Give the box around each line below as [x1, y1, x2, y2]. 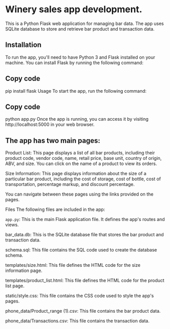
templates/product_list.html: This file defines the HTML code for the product [5, 278, 165, 284]
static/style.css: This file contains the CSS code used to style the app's [5, 293, 154, 299]
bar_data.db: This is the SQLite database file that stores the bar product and [5, 232, 164, 238]
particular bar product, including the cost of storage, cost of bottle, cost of [5, 176, 161, 182]
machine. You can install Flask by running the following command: [5, 60, 144, 66]
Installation [5, 41, 42, 49]
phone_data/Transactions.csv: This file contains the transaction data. [5, 318, 150, 324]
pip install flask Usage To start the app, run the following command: [5, 88, 147, 94]
